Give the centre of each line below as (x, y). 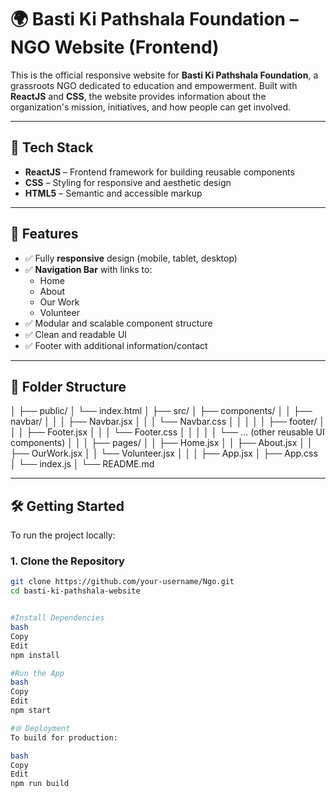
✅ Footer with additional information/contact (116, 345)
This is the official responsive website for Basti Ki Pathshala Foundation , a (164, 75)
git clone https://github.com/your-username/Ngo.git (122, 582)
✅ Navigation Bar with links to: (88, 269)
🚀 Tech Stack (52, 147)
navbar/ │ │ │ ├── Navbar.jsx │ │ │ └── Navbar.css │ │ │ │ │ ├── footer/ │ (167, 422)
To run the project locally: (63, 535)
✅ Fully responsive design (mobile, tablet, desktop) (131, 258)
